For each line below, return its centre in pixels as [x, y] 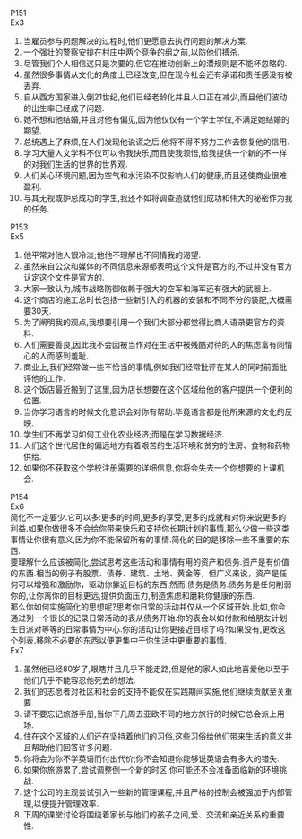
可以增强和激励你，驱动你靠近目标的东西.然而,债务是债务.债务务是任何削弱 [155, 584]
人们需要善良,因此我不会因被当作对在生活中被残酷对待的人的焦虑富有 [150, 345]
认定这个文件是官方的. [64, 277]
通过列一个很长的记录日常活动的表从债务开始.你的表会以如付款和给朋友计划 [149, 618]
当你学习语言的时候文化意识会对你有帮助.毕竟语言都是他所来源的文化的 [154, 412]
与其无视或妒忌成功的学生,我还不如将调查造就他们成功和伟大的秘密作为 [154, 198]
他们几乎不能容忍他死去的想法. [79, 680]
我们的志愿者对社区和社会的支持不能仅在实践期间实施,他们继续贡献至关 [154, 691]
